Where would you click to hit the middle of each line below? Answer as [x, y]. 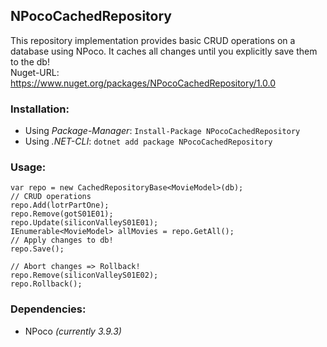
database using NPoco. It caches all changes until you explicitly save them [164, 51]
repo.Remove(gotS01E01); [62, 214]
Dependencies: [48, 309]
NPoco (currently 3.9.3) [73, 331]
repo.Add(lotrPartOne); [60, 205]
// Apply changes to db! [62, 240]
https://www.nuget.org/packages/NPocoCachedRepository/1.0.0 [143, 83]
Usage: [28, 167]
